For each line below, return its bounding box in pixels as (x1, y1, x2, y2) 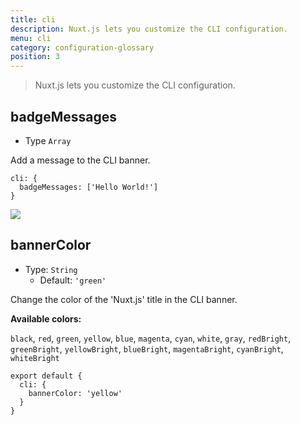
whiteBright (10, 353, 60, 363)
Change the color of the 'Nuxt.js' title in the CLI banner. (10, 293, 238, 305)
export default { (10, 371, 83, 381)
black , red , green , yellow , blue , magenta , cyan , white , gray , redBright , (10, 332, 292, 344)
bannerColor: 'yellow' (28, 388, 123, 398)
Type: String (24, 263, 78, 275)
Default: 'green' (39, 274, 107, 286)
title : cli (10, 14, 56, 25)
